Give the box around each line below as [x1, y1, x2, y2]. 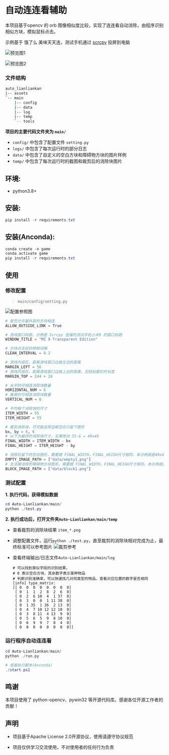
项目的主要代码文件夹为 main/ [5, 129, 66, 135]
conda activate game [5, 251, 49, 256]
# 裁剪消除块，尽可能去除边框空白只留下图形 [5, 424, 85, 429]
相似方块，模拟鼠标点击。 [5, 28, 58, 34]
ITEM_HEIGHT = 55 [5, 415, 42, 420]
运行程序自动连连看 [5, 637, 52, 644]
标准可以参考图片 [17, 544, 53, 550]
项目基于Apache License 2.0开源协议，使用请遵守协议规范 [12, 733, 133, 740]
